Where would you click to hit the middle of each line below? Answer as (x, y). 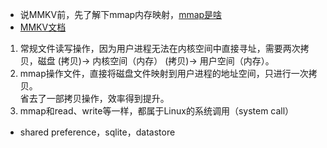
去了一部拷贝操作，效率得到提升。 (99, 98)
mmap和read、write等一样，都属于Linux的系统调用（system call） (157, 111)
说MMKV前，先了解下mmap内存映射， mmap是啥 (121, 14)
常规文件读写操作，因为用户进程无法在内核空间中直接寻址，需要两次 (160, 48)
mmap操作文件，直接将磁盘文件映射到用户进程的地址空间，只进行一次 (164, 73)
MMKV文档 (43, 27)
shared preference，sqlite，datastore (97, 132)
